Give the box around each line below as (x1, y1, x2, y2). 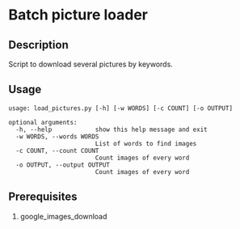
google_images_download (19, 211, 107, 221)
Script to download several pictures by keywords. (8, 59, 174, 69)
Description (8, 38, 69, 52)
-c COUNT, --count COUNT (15, 146, 99, 155)
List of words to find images (95, 139, 197, 147)
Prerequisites (8, 190, 78, 204)
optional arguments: (8, 118, 78, 126)
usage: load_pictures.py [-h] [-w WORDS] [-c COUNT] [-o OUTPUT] (8, 104, 233, 112)
